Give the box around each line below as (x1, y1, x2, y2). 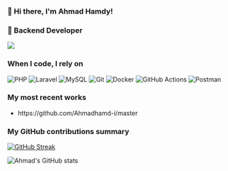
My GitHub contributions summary (7, 126, 130, 136)
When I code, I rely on (7, 59, 84, 69)
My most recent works (7, 92, 86, 102)
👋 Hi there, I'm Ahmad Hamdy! (7, 6, 113, 16)
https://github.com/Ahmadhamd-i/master (17, 109, 138, 117)
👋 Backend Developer (7, 25, 83, 35)
